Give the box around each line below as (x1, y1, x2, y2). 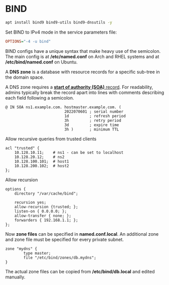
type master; (23, 250, 51, 256)
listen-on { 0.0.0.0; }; (14, 209, 67, 214)
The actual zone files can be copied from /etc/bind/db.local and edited (5, 268, 155, 274)
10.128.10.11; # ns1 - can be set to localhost (14, 150, 124, 155)
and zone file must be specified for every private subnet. (5, 236, 124, 242)
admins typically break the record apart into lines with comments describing (5, 89, 164, 96)
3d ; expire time (64, 122, 119, 128)
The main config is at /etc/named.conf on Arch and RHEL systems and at (5, 53, 159, 59)
